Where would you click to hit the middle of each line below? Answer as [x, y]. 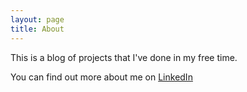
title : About [37, 29]
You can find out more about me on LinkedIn [101, 77]
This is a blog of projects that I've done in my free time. [124, 57]
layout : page [37, 19]
